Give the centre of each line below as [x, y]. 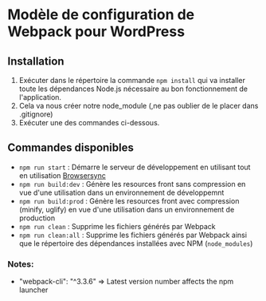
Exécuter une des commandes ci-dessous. [89, 123]
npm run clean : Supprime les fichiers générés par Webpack [117, 226]
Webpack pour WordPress [96, 32]
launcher [33, 290]
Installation [36, 61]
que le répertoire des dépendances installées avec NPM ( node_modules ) [136, 243]
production [37, 218]
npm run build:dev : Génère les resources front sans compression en [132, 184]
